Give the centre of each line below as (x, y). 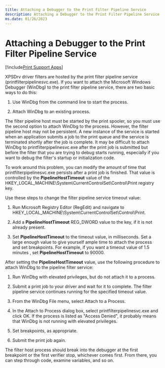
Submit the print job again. (39, 340)
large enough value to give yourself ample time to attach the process (82, 242)
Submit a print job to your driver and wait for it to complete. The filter (82, 287)
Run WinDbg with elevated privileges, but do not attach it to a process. (84, 277)
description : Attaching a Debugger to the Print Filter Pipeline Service (82, 14)
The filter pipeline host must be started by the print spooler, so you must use (83, 121)
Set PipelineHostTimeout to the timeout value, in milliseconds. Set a (82, 237)
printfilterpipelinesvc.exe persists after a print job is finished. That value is (80, 172)
